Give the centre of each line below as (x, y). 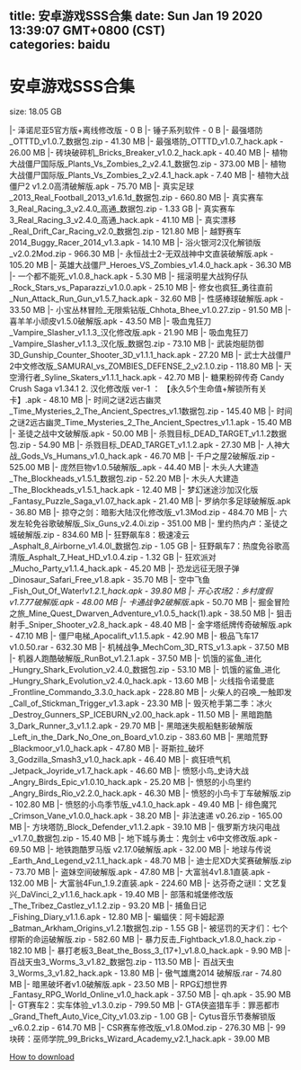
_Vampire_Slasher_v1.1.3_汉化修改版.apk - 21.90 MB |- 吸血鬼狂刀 (129, 333)
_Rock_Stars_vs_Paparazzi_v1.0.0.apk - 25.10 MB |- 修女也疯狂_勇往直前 (142, 288)
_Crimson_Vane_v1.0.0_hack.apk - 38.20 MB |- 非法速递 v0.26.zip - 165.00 (146, 816)
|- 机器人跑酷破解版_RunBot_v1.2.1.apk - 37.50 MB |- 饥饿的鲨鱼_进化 (136, 658)
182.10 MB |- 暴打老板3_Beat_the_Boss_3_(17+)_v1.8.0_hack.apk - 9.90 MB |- (150, 950)
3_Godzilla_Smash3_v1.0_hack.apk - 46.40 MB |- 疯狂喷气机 (120, 760)
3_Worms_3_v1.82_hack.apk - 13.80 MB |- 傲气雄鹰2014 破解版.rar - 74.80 (146, 973)
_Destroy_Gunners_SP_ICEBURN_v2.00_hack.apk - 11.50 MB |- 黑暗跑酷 (141, 715)
